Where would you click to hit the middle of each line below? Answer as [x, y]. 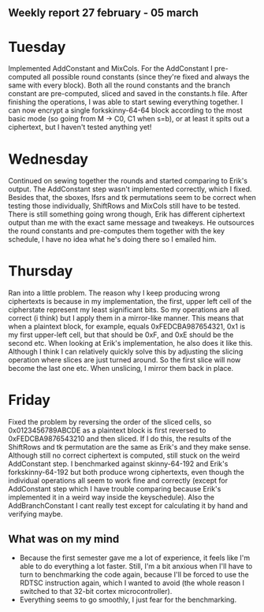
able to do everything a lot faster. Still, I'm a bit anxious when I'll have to [136, 566]
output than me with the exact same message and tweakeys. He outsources [131, 223]
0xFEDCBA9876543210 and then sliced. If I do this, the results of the [120, 439]
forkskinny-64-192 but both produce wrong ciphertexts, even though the [126, 473]
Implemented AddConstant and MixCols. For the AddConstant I [110, 69]
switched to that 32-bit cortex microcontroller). [96, 591]
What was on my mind [64, 539]
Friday [30, 400]
